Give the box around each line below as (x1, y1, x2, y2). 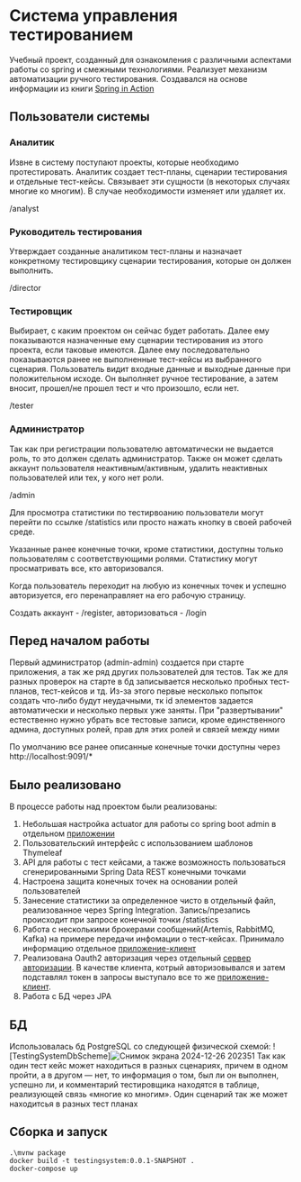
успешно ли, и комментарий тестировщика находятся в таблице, (9, 1078, 260, 1090)
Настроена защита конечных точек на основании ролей (22, 876, 238, 887)
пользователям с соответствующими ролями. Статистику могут (9, 553, 258, 564)
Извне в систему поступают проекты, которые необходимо (9, 157, 240, 168)
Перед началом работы (9, 632, 150, 649)
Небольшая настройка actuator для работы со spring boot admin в (22, 819, 277, 830)
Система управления (9, 5, 178, 26)
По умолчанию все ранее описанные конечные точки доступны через (9, 741, 280, 752)
